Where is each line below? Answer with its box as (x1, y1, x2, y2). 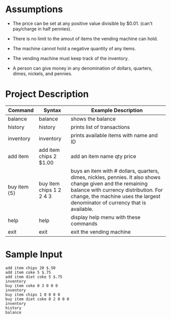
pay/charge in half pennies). (12, 25, 72, 31)
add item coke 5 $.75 (5, 270, 51, 275)
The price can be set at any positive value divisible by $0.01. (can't (12, 20, 153, 26)
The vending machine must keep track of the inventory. (12, 55, 129, 61)
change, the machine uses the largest (70, 193, 161, 200)
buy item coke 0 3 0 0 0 (5, 283, 58, 288)
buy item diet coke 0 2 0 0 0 (5, 296, 70, 302)
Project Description (5, 88, 89, 100)
